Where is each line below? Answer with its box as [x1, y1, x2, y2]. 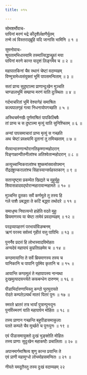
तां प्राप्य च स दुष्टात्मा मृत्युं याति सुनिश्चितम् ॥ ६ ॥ [5, 120, 83, 126]
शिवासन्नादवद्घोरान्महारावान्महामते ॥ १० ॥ [5, 183, 70, 188]
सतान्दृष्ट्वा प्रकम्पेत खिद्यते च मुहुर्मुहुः [5, 177, 60, 183]
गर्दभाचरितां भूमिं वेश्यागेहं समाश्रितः [5, 99, 56, 105]
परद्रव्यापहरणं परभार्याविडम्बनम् [5, 223, 51, 229]
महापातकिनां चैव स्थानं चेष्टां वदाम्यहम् [5, 68, 62, 74]
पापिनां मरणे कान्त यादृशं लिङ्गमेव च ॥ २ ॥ [5, 58, 73, 64]
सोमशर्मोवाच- [5, 25, 26, 31]
